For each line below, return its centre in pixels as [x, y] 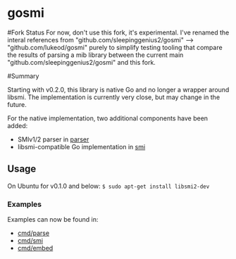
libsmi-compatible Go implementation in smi [81, 146]
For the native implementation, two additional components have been [108, 118]
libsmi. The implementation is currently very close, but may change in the [114, 97]
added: [18, 125]
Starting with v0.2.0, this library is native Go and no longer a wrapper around [118, 89]
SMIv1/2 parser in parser [53, 139]
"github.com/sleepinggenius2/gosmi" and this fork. [82, 62]
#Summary [23, 76]
